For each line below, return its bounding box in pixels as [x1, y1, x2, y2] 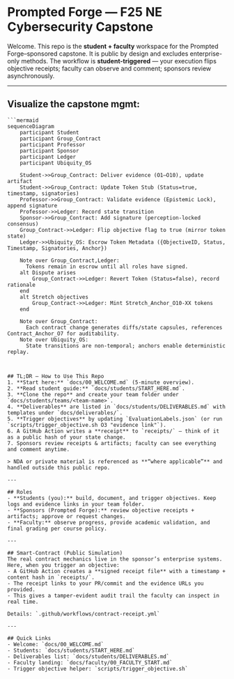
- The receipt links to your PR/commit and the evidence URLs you [7, 579, 204, 587]
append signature [7, 202, 58, 209]
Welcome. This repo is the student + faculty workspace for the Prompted [7, 42, 219, 50]
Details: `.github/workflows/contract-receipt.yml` [7, 610, 160, 617]
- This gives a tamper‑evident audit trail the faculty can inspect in [7, 592, 219, 599]
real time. [7, 598, 39, 605]
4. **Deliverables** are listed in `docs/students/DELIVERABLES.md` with [7, 403, 226, 410]
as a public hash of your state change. [7, 433, 127, 441]
